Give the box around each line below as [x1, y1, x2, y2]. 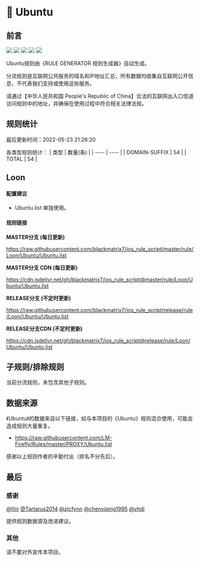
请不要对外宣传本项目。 [6, 548, 64, 556]
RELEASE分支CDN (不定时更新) [6, 325, 83, 332]
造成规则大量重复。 [6, 422, 54, 429]
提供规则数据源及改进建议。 [6, 518, 74, 525]
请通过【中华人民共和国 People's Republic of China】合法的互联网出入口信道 [6, 92, 194, 99]
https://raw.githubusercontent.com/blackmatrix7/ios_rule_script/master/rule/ [6, 245, 194, 253]
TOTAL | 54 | [6, 155, 37, 163]
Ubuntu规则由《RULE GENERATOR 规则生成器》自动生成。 [6, 60, 150, 67]
